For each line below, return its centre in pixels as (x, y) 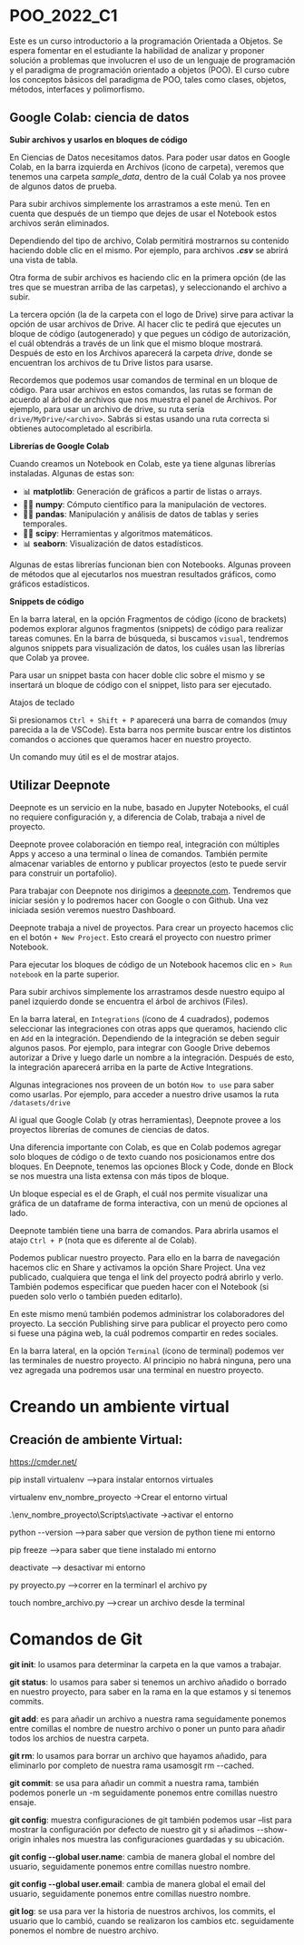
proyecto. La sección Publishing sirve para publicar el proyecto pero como (148, 1323)
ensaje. (23, 1802)
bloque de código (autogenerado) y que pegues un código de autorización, (150, 333)
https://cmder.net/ (44, 1461)
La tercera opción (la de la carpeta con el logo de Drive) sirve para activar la (152, 314)
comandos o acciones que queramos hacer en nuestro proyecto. (131, 739)
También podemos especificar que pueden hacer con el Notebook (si (139, 1286)
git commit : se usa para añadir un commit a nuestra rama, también (134, 1783)
